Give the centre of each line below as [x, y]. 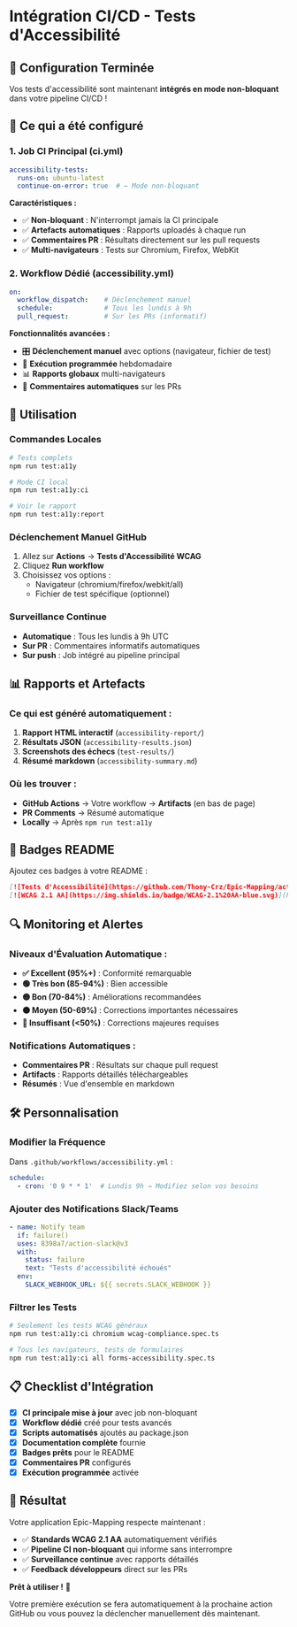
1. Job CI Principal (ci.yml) [66, 151]
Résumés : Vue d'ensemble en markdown [98, 1084]
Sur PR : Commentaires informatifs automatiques [111, 645]
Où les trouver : [43, 784]
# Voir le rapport [43, 506]
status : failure [55, 1260]
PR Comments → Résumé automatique [93, 812]
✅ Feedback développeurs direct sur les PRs [105, 1569]
